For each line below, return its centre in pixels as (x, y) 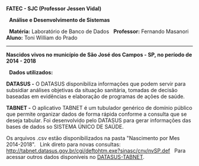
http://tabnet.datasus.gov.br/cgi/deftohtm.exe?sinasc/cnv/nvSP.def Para (96, 151)
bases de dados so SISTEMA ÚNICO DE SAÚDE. (65, 127)
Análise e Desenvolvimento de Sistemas (59, 20)
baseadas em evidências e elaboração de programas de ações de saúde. (96, 96)
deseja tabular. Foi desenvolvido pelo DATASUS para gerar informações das (99, 120)
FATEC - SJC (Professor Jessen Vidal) (54, 9)
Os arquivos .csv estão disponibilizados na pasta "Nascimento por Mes (93, 138)
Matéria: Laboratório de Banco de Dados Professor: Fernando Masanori (99, 31)
